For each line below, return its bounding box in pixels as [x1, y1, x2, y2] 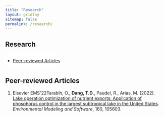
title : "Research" [5, 7, 44, 13]
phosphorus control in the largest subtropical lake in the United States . [12, 100, 159, 106]
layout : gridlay [5, 12, 39, 17]
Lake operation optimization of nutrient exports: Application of [12, 95, 142, 101]
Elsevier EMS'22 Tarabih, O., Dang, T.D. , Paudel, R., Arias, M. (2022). [12, 90, 155, 96]
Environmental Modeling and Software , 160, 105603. [12, 106, 122, 112]
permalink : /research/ [5, 21, 53, 27]
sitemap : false [5, 17, 37, 22]
